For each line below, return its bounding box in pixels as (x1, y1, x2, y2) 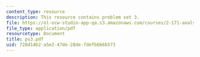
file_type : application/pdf (6, 25, 76, 31)
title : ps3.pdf (6, 36, 44, 42)
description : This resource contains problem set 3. (6, 14, 140, 20)
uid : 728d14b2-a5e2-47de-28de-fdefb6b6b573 (6, 42, 116, 48)
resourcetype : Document (6, 31, 65, 37)
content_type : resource (6, 8, 65, 15)
